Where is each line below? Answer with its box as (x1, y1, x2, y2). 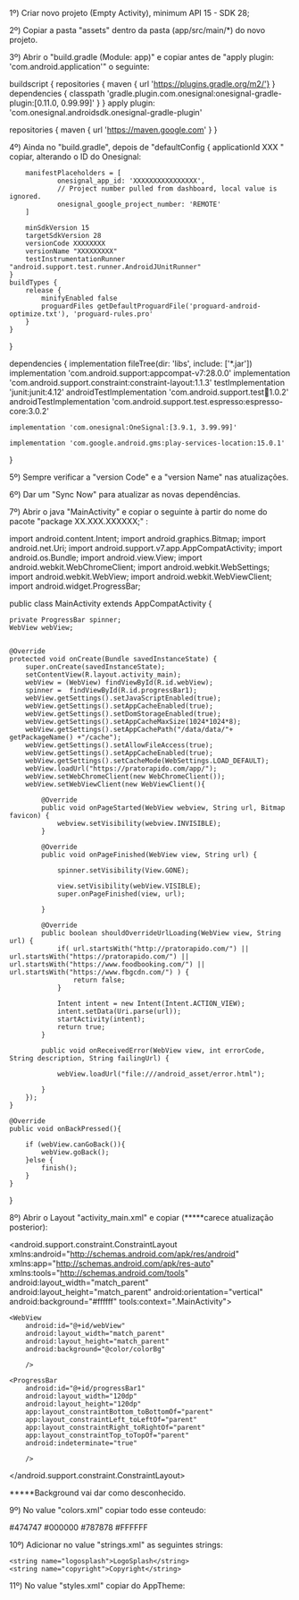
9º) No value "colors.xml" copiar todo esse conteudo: (9, 1505, 207, 1515)
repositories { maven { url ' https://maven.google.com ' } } (9, 124, 218, 135)
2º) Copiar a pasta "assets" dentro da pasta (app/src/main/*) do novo (9, 25, 266, 35)
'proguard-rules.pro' (72, 310, 154, 319)
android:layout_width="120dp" (25, 1391, 138, 1400)
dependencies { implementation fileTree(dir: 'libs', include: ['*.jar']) (9, 358, 253, 369)
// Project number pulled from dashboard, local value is (56, 184, 278, 193)
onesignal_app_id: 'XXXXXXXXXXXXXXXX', (56, 176, 205, 185)
